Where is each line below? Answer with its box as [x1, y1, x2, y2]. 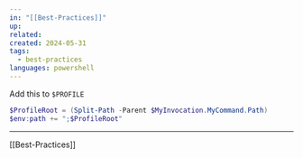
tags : [9, 47, 30, 56]
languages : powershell [9, 64, 95, 73]
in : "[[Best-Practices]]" [9, 13, 106, 23]
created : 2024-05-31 [9, 38, 87, 48]
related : [9, 30, 42, 39]
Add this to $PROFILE [9, 88, 85, 99]
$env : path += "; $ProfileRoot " [9, 114, 124, 123]
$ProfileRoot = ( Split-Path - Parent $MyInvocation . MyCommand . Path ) [9, 106, 269, 115]
